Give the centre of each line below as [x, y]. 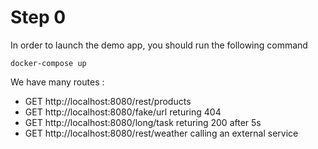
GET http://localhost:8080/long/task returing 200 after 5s [143, 122]
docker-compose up [48, 63]
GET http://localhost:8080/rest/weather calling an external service [161, 133]
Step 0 [38, 17]
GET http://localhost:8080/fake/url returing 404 [123, 112]
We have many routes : [57, 82]
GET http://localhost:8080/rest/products [108, 101]
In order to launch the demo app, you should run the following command [159, 45]
